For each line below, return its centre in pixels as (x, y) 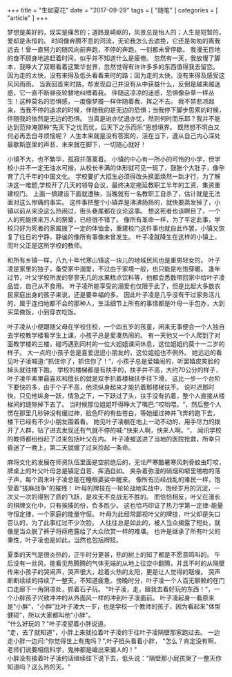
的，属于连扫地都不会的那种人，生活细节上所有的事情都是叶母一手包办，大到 (116, 303)
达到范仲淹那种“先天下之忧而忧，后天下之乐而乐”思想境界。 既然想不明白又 (114, 127)
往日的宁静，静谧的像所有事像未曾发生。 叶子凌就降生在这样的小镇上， (120, 237)
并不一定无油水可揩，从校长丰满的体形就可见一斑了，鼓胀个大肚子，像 (119, 168)
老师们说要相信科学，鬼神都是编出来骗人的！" (72, 649)
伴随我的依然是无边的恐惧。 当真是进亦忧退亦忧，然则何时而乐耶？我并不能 (114, 118)
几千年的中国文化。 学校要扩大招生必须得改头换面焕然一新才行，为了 (117, 176)
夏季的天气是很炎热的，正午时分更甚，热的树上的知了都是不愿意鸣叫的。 (110, 554)
